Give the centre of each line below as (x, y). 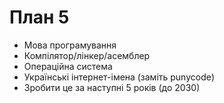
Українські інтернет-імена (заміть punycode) (119, 77)
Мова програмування (70, 45)
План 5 (39, 17)
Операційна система (68, 66)
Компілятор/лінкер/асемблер (87, 55)
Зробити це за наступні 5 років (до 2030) (112, 87)
